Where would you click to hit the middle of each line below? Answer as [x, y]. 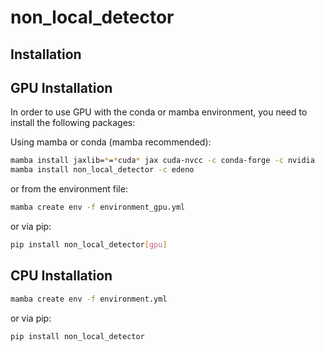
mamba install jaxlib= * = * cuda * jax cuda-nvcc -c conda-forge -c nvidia [162, 161]
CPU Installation [61, 276]
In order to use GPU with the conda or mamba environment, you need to [159, 112]
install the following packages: [73, 123]
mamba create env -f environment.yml [89, 299]
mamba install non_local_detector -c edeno [102, 170]
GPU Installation [61, 87]
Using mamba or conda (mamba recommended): [111, 142]
